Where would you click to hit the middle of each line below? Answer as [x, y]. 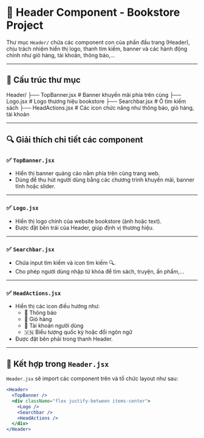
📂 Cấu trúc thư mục [43, 80]
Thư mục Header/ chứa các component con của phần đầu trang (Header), [98, 42]
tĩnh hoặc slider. [35, 186]
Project [25, 25]
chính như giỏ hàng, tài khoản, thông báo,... [61, 55]
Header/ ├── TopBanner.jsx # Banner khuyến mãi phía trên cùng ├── [94, 94]
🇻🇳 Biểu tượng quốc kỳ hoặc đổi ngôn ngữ [78, 332]
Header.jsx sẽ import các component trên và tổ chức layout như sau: [92, 379]
